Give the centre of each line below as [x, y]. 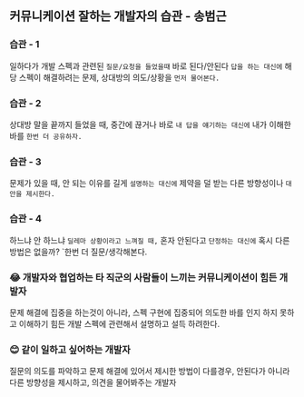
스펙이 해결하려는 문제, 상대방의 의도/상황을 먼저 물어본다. [119, 77]
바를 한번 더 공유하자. [46, 135]
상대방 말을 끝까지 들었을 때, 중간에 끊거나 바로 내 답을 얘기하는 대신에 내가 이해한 [151, 124]
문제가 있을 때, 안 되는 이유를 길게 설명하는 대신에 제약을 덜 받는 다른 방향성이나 [147, 184]
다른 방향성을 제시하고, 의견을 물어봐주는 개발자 [93, 382]
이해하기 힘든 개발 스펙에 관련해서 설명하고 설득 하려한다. [119, 323]
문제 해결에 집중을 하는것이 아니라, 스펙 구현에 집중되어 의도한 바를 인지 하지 [144, 313]
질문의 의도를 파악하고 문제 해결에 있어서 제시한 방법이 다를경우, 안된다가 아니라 [150, 372]
